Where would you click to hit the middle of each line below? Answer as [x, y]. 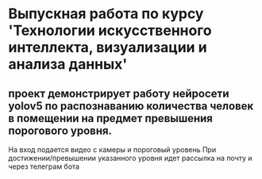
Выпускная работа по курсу [106, 14]
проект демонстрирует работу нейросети [119, 93]
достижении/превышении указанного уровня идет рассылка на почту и [130, 158]
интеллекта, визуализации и [108, 48]
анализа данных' [68, 65]
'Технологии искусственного [110, 30]
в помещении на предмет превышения [110, 118]
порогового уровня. [60, 130]
